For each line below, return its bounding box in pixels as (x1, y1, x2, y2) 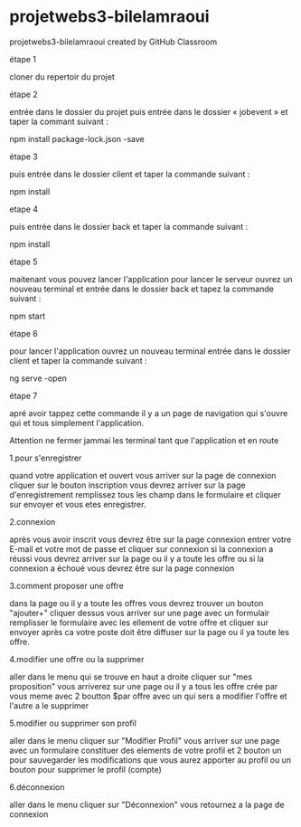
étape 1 (9, 53, 37, 64)
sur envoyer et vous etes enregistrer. (9, 499, 146, 509)
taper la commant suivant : (9, 116, 108, 127)
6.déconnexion (9, 781, 65, 793)
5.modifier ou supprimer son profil (9, 718, 137, 728)
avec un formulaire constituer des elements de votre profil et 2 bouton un (9, 745, 282, 756)
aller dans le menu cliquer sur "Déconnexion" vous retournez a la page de (9, 799, 285, 810)
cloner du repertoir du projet (9, 71, 115, 82)
